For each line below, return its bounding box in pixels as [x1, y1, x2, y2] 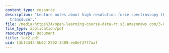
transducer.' [10, 17, 37, 22]
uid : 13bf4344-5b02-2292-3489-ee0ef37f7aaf [5, 40, 98, 45]
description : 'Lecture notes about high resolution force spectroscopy [5, 12, 158, 17]
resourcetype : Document [5, 31, 55, 36]
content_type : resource [5, 7, 55, 13]
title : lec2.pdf [5, 36, 39, 41]
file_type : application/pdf [5, 26, 64, 31]
